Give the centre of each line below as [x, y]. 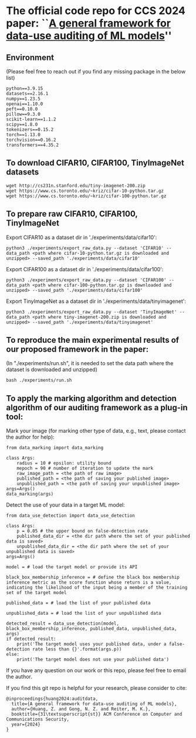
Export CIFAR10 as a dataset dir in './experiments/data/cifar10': [82, 237]
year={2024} [26, 724]
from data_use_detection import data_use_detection [70, 516]
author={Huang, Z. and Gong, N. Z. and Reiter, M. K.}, [81, 709]
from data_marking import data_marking [55, 448]
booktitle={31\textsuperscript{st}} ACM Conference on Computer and [97, 715]
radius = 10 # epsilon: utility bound [64, 463]
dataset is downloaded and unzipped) [52, 370]
